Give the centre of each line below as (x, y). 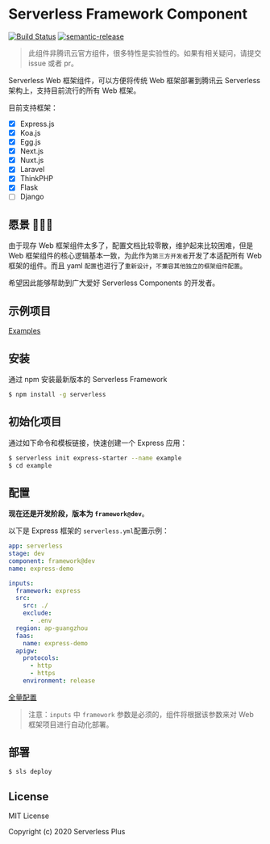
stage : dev (27, 554)
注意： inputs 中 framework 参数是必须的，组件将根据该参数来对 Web (141, 714)
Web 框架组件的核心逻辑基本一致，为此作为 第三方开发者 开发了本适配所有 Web (135, 256)
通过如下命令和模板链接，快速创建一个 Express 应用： (98, 443)
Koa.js (30, 133)
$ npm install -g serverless (57, 394)
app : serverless (35, 546)
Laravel (32, 170)
